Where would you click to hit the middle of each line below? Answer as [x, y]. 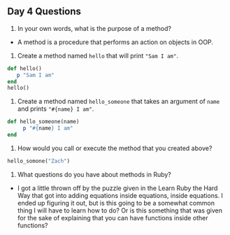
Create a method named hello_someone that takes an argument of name [118, 102]
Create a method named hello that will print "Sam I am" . [98, 55]
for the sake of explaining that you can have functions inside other [113, 217]
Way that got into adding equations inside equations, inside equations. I [120, 195]
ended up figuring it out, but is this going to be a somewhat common [116, 203]
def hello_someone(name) [43, 122]
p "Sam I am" [35, 75]
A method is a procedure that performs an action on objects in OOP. [115, 42]
